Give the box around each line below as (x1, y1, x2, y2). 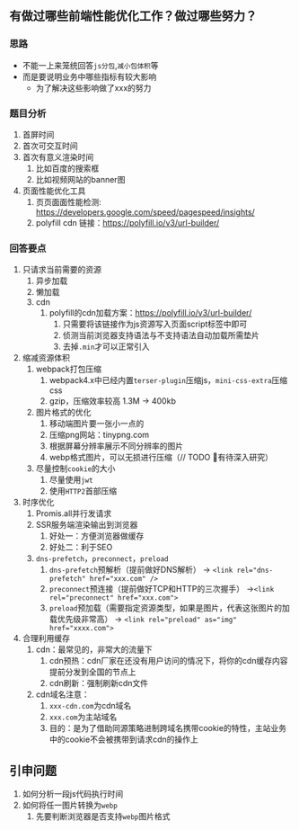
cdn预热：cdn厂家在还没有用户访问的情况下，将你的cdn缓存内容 (48, 656, 288, 666)
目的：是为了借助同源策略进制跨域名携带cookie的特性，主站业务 (48, 723, 287, 734)
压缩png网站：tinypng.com (48, 430, 150, 441)
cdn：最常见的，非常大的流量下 (35, 644, 153, 655)
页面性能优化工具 (22, 185, 86, 196)
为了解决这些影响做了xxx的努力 (35, 82, 152, 93)
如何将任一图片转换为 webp (22, 799, 119, 811)
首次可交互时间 (22, 140, 78, 151)
